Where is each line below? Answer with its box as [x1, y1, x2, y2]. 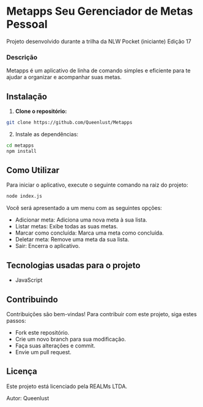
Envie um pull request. [15, 348, 72, 355]
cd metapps [6, 142, 34, 149]
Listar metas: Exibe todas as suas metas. [15, 223, 118, 230]
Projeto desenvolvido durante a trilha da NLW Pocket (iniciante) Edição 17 [6, 37, 191, 45]
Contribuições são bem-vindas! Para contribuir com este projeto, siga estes [6, 310, 197, 317]
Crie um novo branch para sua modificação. [15, 335, 127, 343]
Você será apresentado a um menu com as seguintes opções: [6, 204, 162, 212]
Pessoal [6, 17, 48, 31]
